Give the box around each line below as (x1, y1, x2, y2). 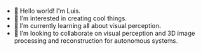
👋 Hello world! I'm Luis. (13, 7, 81, 15)
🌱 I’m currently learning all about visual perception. (13, 22, 161, 30)
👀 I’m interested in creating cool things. (13, 14, 128, 22)
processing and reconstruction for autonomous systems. (13, 37, 178, 45)
